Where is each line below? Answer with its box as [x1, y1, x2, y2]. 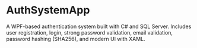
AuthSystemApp [6, 4, 90, 17]
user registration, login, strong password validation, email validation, [6, 29, 173, 36]
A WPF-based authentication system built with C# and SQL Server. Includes [6, 23, 192, 30]
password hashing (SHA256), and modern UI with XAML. [6, 35, 145, 42]
